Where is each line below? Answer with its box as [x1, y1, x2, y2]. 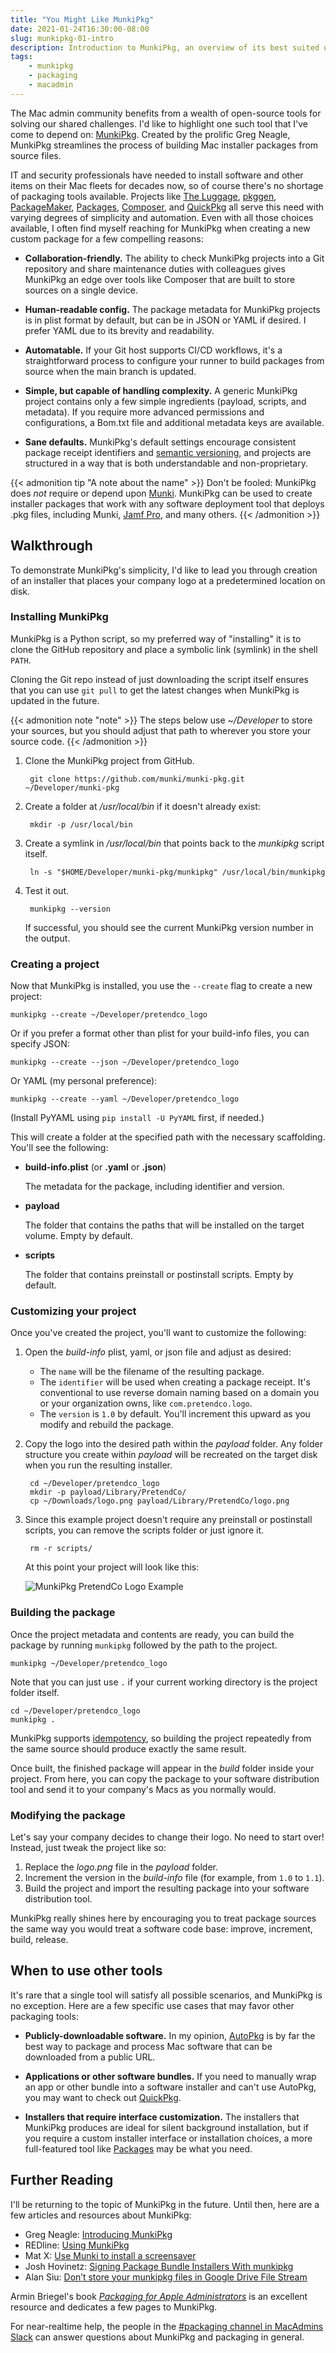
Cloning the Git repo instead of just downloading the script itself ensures [10, 673, 309, 685]
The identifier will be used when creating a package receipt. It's [39, 1376, 311, 1388]
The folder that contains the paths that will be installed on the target [24, 1219, 305, 1231]
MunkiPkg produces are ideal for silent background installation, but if [24, 2121, 309, 2133]
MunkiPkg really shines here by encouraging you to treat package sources [10, 1912, 317, 1925]
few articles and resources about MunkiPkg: [10, 2209, 192, 2221]
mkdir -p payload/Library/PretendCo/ [29, 1487, 187, 1498]
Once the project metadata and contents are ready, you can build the [10, 1628, 295, 1640]
